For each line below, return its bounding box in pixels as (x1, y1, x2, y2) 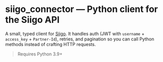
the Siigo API (5, 14, 60, 25)
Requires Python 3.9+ (17, 51, 63, 57)
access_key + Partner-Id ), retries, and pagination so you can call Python (5, 36, 154, 42)
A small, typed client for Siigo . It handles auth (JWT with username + (5, 30, 144, 36)
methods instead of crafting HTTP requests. (5, 41, 96, 47)
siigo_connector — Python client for (5, 3, 158, 15)
